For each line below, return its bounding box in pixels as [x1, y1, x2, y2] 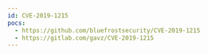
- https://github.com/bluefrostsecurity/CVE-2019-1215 [14, 26, 201, 34]
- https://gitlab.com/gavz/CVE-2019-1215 [14, 33, 155, 42]
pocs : [7, 19, 26, 27]
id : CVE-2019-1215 [7, 11, 69, 20]
